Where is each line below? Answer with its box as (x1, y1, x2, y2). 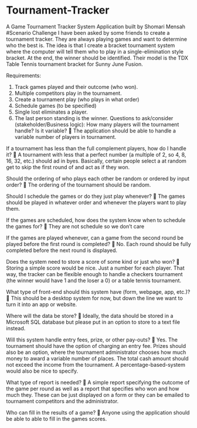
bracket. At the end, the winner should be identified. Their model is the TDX (6, 54, 189, 61)
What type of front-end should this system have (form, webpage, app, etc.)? (6, 288, 191, 295)
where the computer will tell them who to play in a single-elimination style (6, 48, 184, 55)
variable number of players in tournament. (14, 133, 117, 140)
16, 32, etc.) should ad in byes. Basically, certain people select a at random (6, 157, 186, 164)
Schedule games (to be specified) (14, 102, 97, 109)
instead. (6, 324, 26, 331)
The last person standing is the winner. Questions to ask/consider (14, 114, 174, 121)
